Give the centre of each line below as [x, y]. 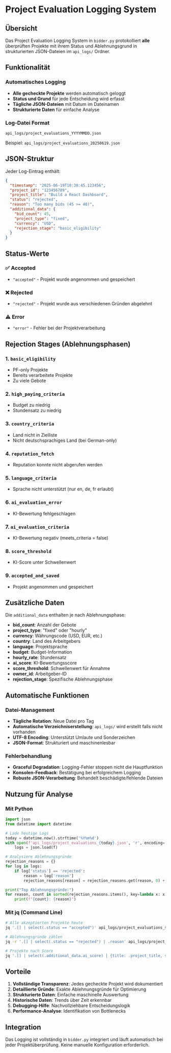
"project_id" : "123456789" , [40, 190]
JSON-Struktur [30, 159]
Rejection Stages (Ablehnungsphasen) [68, 344]
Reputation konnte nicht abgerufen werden [58, 465]
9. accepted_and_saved [32, 575]
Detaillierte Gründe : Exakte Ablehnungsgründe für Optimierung [79, 989]
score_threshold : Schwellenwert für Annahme [61, 668]
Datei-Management [30, 710]
